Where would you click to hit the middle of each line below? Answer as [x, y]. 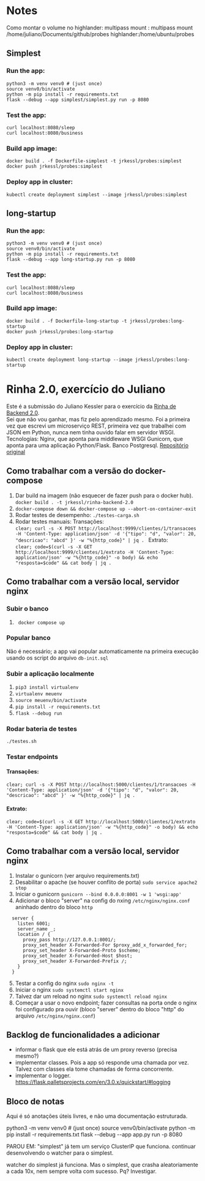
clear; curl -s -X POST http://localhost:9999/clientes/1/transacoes [106, 528]
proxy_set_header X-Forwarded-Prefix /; [75, 961]
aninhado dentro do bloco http [54, 907]
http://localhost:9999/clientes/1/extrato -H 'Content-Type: [95, 552]
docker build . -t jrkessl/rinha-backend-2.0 [74, 502]
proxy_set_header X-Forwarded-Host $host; [77, 956]
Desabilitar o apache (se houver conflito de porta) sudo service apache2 [106, 882]
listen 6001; [34, 923]
